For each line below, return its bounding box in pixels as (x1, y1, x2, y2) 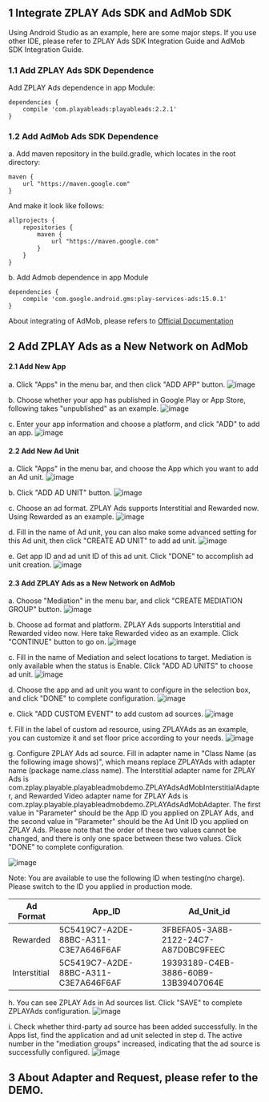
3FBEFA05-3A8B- (161, 924, 234, 935)
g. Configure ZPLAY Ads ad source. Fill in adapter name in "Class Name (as (8, 749, 257, 758)
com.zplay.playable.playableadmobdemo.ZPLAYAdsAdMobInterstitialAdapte (8, 782, 260, 792)
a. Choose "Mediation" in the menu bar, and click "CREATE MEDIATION (8, 596, 243, 605)
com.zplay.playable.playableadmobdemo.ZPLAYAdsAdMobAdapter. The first (8, 800, 262, 810)
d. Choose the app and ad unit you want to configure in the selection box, (8, 685, 251, 695)
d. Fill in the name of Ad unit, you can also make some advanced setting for (8, 528, 257, 537)
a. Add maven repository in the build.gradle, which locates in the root (8, 149, 236, 159)
